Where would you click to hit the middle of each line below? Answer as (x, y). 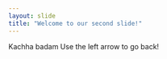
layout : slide (32, 16)
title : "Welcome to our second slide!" (75, 23)
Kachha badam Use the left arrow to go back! (84, 46)
